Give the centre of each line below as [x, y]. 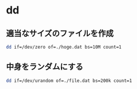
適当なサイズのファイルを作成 [60, 33]
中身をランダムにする [45, 67]
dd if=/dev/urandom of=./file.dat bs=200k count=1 [69, 81]
